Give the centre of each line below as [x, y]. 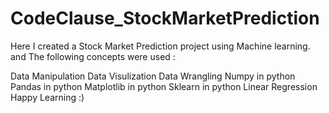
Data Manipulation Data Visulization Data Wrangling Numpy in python [153, 76]
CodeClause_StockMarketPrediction [165, 18]
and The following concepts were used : [93, 56]
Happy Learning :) [47, 97]
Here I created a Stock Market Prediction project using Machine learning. [160, 46]
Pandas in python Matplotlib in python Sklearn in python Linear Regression [164, 86]
